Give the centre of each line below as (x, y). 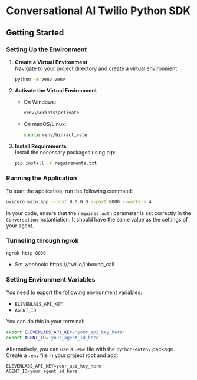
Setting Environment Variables (51, 279)
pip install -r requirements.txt (56, 163)
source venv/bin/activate (55, 135)
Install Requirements (40, 146)
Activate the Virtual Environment (56, 90)
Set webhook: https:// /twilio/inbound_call (65, 264)
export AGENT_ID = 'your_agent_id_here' (54, 338)
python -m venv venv (40, 79)
